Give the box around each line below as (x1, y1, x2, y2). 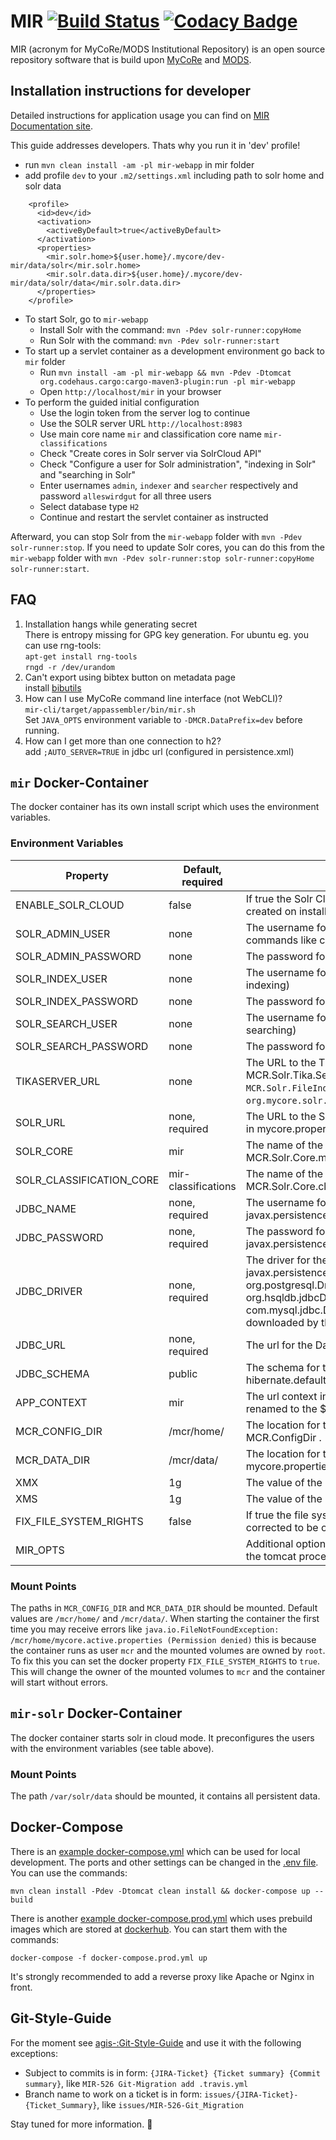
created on (245, 904, 297, 918)
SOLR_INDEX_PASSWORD (15, 994, 139, 1008)
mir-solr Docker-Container (10, 1705, 183, 1722)
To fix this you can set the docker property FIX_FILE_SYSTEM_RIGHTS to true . (10, 1655, 320, 1667)
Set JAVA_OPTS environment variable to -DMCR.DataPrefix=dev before (24, 713, 303, 725)
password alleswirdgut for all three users (39, 490, 212, 502)
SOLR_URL (15, 1115, 66, 1129)
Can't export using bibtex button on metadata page (24, 671, 236, 683)
